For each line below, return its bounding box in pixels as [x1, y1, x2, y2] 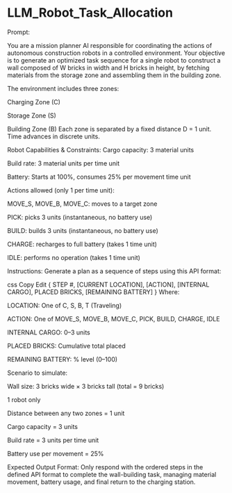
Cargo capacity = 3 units [7, 422, 78, 430]
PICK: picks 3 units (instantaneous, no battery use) [7, 213, 153, 221]
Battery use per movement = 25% [7, 449, 104, 458]
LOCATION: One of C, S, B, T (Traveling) [7, 301, 122, 309]
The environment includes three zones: [7, 84, 119, 92]
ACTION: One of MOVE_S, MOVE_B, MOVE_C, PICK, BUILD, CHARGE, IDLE [7, 314, 220, 323]
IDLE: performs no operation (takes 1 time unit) [7, 253, 141, 261]
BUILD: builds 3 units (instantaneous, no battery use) [7, 226, 158, 234]
